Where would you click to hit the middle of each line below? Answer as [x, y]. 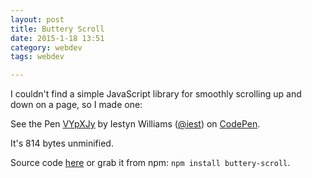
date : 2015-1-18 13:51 [57, 38]
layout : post [37, 19]
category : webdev [46, 47]
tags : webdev [37, 57]
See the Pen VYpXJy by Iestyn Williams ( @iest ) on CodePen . [135, 124]
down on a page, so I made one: [76, 105]
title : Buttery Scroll [57, 29]
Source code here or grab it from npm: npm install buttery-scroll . [150, 163]
